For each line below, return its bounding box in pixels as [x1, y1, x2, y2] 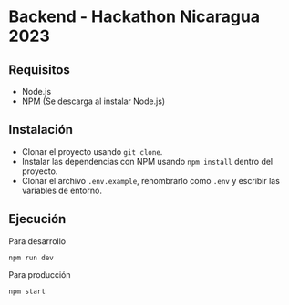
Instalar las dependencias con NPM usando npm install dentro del [21, 156, 274, 167]
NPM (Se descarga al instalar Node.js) [21, 96, 166, 107]
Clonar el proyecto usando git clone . [21, 146, 163, 157]
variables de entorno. [21, 185, 102, 196]
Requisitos [8, 62, 70, 77]
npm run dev [8, 253, 54, 262]
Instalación [8, 122, 74, 137]
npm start [8, 287, 46, 296]
